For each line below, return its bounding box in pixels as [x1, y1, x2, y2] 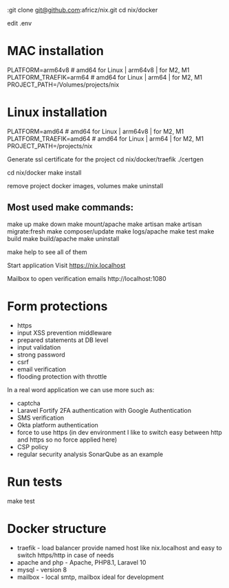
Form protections [7, 298, 108, 314]
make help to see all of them [7, 247, 87, 256]
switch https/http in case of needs [17, 551, 115, 559]
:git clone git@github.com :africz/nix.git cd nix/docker [7, 6, 158, 14]
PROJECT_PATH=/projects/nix [7, 142, 93, 150]
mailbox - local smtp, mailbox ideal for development [17, 573, 164, 581]
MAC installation [7, 43, 105, 59]
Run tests [7, 474, 63, 490]
